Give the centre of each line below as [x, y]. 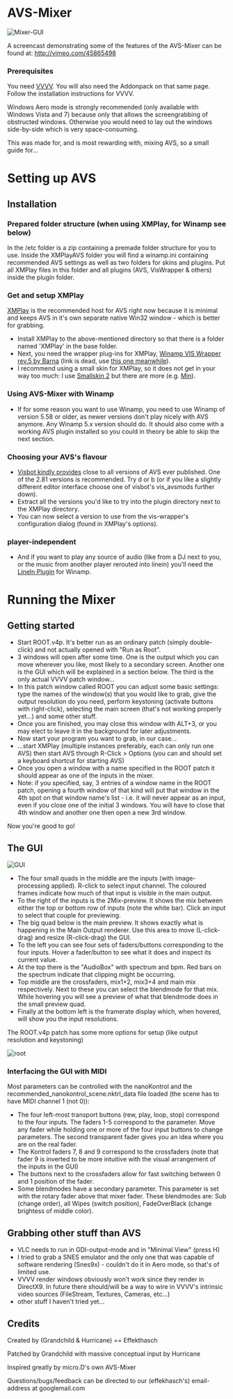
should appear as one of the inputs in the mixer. [86, 775]
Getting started [41, 625]
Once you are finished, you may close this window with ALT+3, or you [117, 724]
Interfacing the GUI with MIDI [57, 1072]
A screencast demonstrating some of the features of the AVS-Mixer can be [114, 45]
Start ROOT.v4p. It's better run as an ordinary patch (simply [103, 642]
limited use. [34, 1272]
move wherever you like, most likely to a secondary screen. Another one [121, 665]
